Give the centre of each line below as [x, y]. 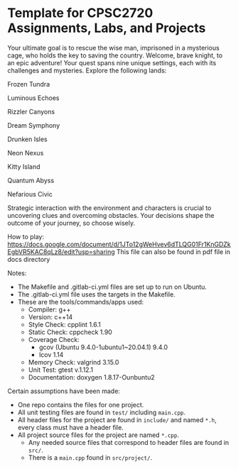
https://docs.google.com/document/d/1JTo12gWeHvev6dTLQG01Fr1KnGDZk [119, 244]
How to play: [26, 236]
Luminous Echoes [33, 98]
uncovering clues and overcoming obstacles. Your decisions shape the [111, 215]
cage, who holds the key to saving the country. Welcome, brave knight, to [115, 55]
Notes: [17, 273]
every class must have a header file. [71, 427]
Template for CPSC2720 [80, 13]
